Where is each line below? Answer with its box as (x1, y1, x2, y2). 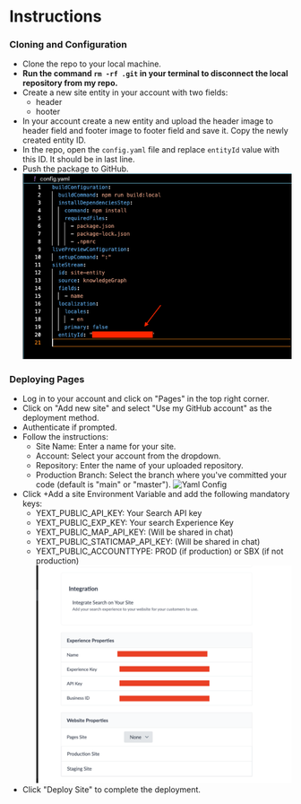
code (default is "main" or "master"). (35, 479, 172, 490)
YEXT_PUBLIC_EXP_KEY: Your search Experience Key (35, 518, 235, 529)
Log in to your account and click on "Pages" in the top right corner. (21, 393, 271, 405)
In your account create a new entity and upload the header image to (21, 116, 273, 127)
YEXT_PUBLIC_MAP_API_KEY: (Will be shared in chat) (35, 527, 234, 537)
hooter (35, 106, 61, 118)
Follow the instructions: (21, 432, 109, 442)
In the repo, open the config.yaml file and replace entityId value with (21, 144, 280, 155)
